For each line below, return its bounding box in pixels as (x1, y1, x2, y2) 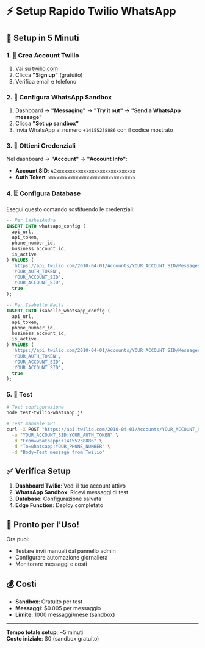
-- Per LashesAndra (6, 217, 56, 223)
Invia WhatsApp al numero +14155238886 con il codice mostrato (15, 126, 173, 134)
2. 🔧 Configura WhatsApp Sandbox (6, 93, 112, 101)
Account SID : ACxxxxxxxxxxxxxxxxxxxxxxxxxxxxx (15, 167, 135, 175)
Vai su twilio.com (15, 65, 59, 72)
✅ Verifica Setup (6, 466, 71, 476)
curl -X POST (6, 427, 40, 433)
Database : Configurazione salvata (15, 495, 102, 503)
